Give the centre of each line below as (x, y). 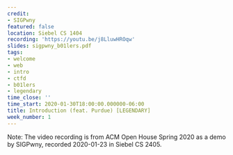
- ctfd (17, 78)
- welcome (22, 59)
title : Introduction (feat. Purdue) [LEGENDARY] (79, 111)
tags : (15, 53)
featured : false (31, 26)
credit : (18, 14)
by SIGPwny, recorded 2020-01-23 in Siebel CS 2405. (85, 144)
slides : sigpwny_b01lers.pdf (49, 46)
